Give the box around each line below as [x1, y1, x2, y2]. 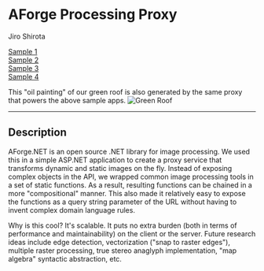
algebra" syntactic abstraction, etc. [8, 254, 122, 263]
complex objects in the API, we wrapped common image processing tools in [8, 172, 254, 181]
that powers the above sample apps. [8, 95, 126, 105]
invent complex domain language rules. [8, 205, 136, 214]
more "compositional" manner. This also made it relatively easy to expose [8, 188, 246, 198]
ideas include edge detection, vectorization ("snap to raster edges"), [8, 237, 230, 247]
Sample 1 [8, 46, 38, 56]
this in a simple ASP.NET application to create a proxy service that [8, 155, 222, 165]
